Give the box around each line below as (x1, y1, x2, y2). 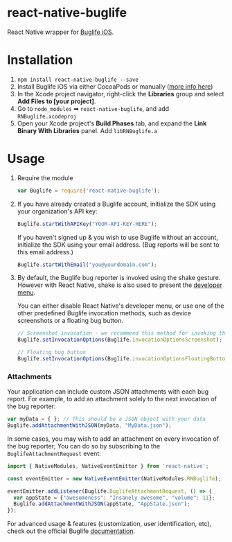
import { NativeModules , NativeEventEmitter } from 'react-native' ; (7, 462, 209, 469)
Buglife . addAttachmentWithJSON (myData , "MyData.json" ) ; (7, 422, 172, 429)
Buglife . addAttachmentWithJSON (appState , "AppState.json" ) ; (13, 500, 190, 507)
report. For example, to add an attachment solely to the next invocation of (7, 395, 217, 403)
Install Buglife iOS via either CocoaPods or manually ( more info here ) (17, 82, 213, 91)
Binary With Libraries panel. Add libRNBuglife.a (17, 126, 158, 134)
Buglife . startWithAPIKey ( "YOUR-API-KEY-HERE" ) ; (17, 220, 158, 227)
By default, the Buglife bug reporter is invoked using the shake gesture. (17, 274, 221, 282)
